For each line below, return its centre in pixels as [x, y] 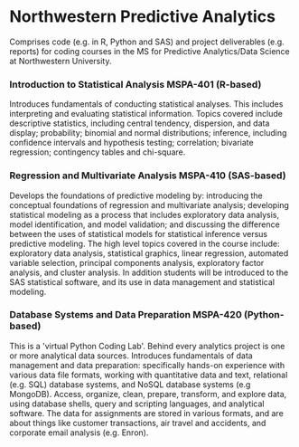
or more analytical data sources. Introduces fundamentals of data [131, 356]
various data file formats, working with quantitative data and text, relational [149, 375]
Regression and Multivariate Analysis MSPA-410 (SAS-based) [148, 176]
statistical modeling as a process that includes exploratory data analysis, [145, 214]
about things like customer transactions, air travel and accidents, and [138, 423]
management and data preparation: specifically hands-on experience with [147, 365]
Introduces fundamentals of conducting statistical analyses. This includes [146, 104]
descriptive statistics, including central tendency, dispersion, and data [140, 123]
